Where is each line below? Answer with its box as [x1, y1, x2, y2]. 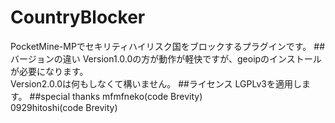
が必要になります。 [10, 65, 89, 77]
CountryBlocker [10, 6, 146, 29]
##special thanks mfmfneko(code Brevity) [29, 90, 203, 102]
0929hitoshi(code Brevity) [10, 101, 118, 113]
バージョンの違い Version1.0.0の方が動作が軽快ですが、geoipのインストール [10, 52, 322, 65]
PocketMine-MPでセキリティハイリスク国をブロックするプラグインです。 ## [10, 40, 326, 52]
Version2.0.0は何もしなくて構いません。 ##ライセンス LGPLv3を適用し [10, 77, 302, 90]
